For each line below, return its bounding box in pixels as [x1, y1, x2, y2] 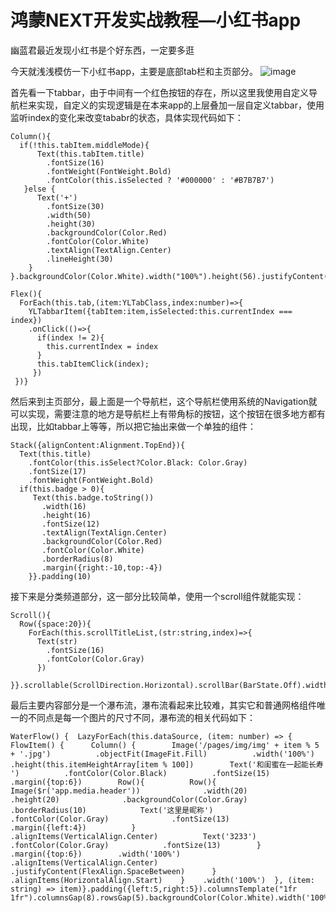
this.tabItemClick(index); [36, 359, 150, 369]
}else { [23, 184, 56, 194]
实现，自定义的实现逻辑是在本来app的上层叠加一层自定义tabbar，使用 [36, 99, 325, 111]
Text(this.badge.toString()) [32, 492, 155, 503]
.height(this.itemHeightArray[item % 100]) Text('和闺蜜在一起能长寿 [10, 759, 324, 770]
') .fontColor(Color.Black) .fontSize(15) [10, 768, 271, 778]
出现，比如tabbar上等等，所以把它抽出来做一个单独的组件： [10, 420, 257, 432]
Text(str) [36, 636, 78, 646]
